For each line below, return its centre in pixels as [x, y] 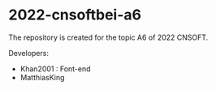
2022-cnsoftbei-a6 [75, 15]
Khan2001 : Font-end [55, 69]
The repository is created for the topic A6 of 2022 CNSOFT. [108, 37]
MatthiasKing [42, 77]
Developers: [28, 53]
